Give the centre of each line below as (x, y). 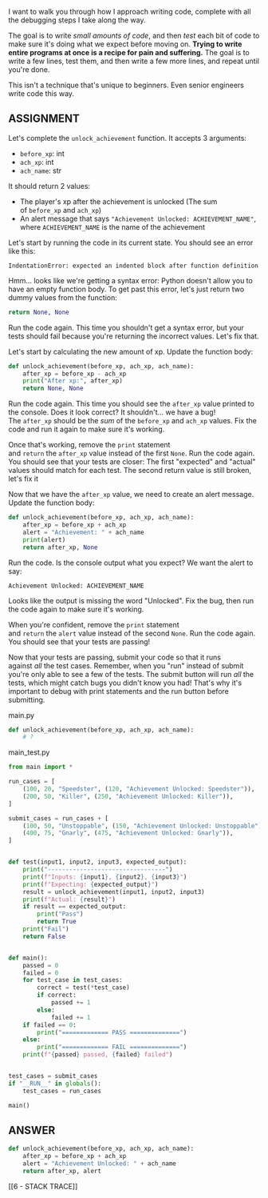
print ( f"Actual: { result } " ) (69, 900)
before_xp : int (42, 153)
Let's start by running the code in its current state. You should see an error (131, 242)
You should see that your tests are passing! (79, 641)
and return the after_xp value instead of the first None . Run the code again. (132, 453)
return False (44, 936)
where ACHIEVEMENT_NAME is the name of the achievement (112, 226)
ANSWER (32, 1130)
